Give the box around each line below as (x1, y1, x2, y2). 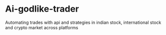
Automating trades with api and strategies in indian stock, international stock (5, 19, 162, 25)
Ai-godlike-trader (5, 3, 79, 15)
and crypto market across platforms (5, 24, 78, 30)
